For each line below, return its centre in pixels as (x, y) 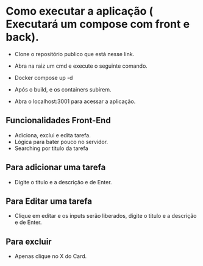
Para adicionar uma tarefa (56, 167)
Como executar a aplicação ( (80, 11)
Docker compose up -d (44, 77)
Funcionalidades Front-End (58, 120)
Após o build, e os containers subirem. (63, 89)
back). (22, 37)
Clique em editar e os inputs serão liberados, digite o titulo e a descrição (105, 216)
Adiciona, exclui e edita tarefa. (52, 135)
